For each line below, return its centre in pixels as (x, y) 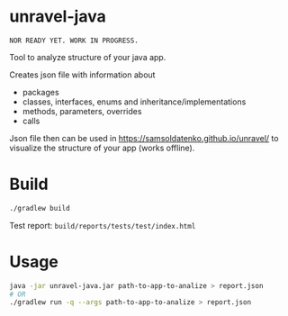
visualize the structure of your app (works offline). (102, 148)
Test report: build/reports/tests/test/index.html (103, 225)
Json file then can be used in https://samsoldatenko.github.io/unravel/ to (144, 138)
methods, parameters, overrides (82, 111)
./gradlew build (40, 208)
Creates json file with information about (82, 75)
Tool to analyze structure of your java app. (88, 57)
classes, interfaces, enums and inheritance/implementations (134, 102)
